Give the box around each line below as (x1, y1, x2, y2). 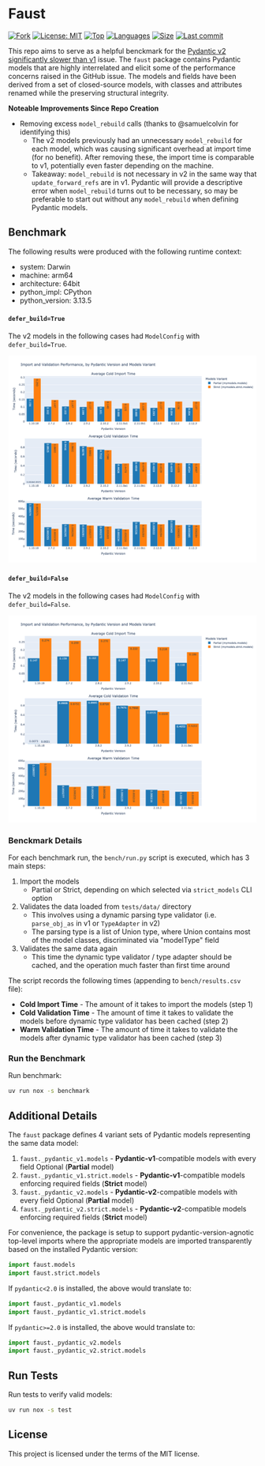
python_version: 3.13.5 (19, 296, 92, 305)
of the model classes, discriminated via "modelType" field (31, 936, 219, 945)
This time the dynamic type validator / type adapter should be (31, 952, 233, 962)
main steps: (8, 861, 46, 871)
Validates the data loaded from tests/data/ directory (19, 902, 192, 911)
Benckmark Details (8, 835, 83, 846)
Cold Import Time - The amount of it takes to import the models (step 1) (19, 1000, 254, 1009)
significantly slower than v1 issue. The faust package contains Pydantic (8, 55, 241, 64)
